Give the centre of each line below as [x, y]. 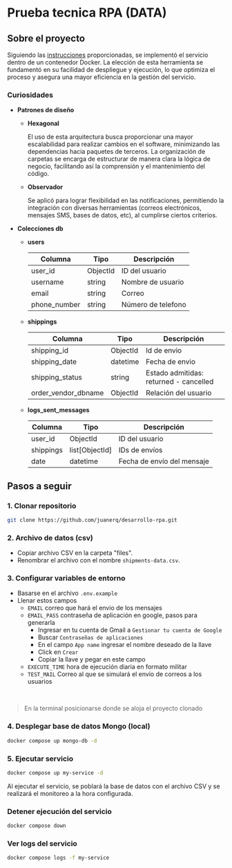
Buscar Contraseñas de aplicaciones [90, 637]
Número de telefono [154, 305]
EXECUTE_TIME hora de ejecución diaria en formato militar [107, 667]
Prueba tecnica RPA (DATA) [87, 13]
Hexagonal [43, 123]
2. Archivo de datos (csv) [50, 538]
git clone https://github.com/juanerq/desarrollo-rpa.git [92, 520]
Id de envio [164, 351]
